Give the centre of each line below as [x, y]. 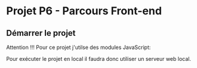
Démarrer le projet [41, 33]
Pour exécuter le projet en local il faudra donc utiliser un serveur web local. [99, 59]
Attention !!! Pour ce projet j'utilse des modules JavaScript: [78, 47]
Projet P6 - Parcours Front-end [84, 11]
